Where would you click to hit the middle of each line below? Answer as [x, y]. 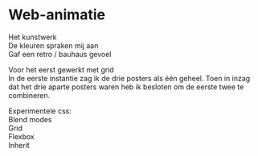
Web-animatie [57, 15]
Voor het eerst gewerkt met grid [61, 69]
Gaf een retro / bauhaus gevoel [60, 54]
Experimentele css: [40, 111]
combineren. [29, 95]
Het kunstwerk [33, 37]
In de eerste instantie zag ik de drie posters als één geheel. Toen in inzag [129, 78]
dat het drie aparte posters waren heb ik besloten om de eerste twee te [126, 87]
